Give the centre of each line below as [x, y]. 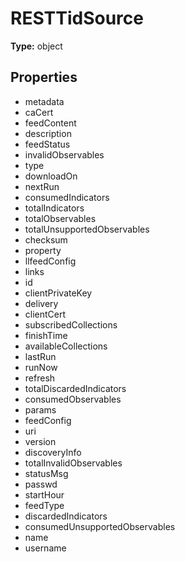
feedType [44, 505]
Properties [44, 77]
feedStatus [47, 144]
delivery [41, 303]
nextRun [42, 186]
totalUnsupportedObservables [87, 229]
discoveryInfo [53, 452]
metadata [44, 101]
